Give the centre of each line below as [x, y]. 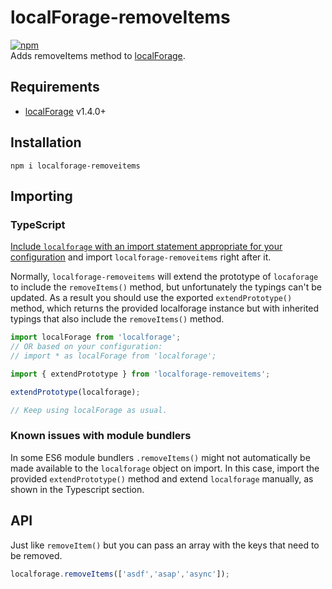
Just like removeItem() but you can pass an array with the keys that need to [165, 545]
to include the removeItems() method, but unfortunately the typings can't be [166, 287]
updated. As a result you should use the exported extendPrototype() [151, 298]
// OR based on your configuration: [86, 347]
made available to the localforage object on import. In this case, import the [165, 468]
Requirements [55, 87]
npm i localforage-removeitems [75, 166]
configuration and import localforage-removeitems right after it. [141, 257]
